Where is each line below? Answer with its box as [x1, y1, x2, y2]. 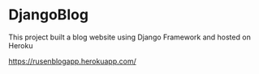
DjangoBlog [8, 6, 89, 24]
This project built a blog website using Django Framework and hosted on [8, 32, 252, 42]
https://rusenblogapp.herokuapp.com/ [8, 56, 136, 66]
